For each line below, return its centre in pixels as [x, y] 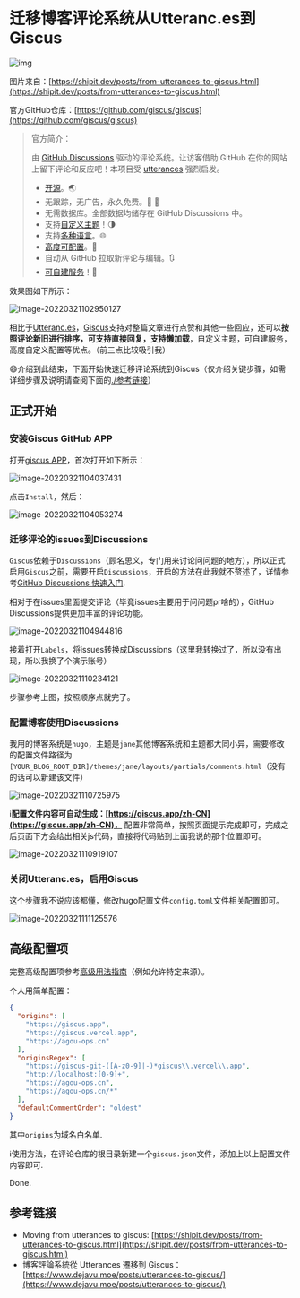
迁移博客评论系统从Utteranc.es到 [133, 18]
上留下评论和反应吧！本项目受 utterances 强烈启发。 [128, 169]
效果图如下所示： [41, 290]
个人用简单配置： [41, 991]
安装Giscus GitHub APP [61, 438]
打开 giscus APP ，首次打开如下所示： [77, 460]
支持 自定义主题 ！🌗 [80, 224]
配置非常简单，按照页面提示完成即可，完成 [202, 825]
